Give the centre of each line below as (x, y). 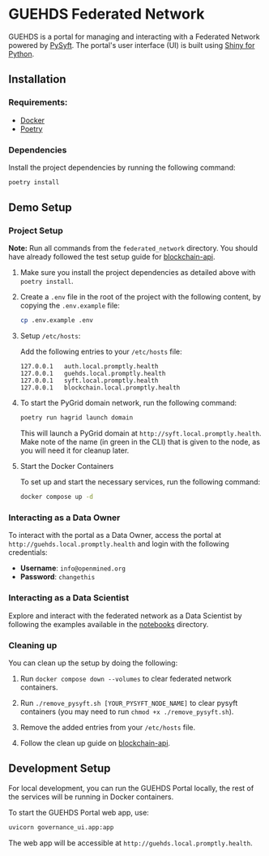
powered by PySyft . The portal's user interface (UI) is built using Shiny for (132, 45)
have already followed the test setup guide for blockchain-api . (112, 257)
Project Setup (36, 230)
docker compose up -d (56, 497)
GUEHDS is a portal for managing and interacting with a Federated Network (134, 37)
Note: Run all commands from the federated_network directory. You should (133, 248)
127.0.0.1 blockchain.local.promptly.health (100, 388)
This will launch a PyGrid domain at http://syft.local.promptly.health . (141, 433)
